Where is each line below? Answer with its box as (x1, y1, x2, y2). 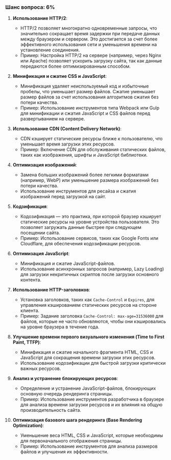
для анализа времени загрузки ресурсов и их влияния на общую (20, 402, 162, 408)
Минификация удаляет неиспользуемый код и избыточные (20, 83, 149, 89)
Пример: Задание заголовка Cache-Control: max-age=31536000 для (20, 313, 163, 319)
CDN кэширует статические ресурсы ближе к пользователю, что (20, 136, 163, 142)
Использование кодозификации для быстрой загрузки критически (20, 360, 166, 366)
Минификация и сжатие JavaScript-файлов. (20, 260, 115, 267)
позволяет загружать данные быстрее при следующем (20, 224, 142, 231)
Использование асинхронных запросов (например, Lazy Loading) (20, 266, 164, 272)
